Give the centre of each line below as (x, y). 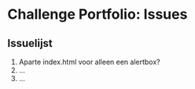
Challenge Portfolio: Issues (97, 14)
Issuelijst (30, 43)
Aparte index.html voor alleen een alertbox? (89, 62)
